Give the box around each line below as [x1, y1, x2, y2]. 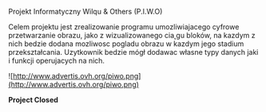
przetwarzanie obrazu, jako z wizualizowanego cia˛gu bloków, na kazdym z [8, 31, 256, 40]
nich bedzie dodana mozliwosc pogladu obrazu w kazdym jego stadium [8, 39, 244, 48]
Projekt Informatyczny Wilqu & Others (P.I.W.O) [8, 7, 163, 16]
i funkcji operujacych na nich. [8, 56, 105, 65]
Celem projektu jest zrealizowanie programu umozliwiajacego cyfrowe [8, 22, 240, 31]
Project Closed [8, 95, 58, 104]
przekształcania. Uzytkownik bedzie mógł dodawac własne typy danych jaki [8, 48, 259, 56]
